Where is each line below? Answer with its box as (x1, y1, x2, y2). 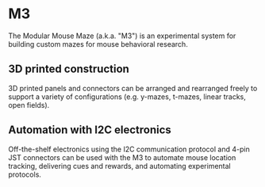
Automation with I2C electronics (8, 124, 172, 137)
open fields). (8, 100, 50, 109)
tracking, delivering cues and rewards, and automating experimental (8, 161, 232, 170)
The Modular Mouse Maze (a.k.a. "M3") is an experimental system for (8, 31, 236, 40)
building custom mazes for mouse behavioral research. (8, 39, 188, 48)
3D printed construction (8, 63, 129, 76)
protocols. (8, 170, 42, 179)
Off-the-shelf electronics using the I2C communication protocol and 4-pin (8, 144, 250, 154)
